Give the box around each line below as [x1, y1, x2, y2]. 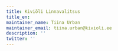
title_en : [6, 14, 31, 20]
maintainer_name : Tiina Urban [6, 19, 81, 25]
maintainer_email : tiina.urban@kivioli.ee [6, 25, 112, 31]
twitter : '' [6, 36, 35, 42]
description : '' [6, 30, 46, 36]
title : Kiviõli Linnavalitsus [6, 8, 81, 15]
